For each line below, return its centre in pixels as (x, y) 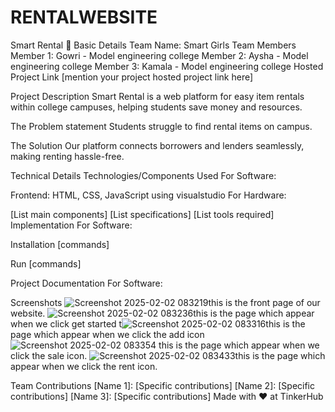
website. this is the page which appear (162, 313)
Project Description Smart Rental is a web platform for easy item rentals (157, 96)
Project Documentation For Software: (86, 283)
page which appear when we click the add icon (107, 334)
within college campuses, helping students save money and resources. (156, 107)
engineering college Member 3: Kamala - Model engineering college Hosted (167, 66)
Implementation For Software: (71, 225)
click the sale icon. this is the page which (168, 355)
